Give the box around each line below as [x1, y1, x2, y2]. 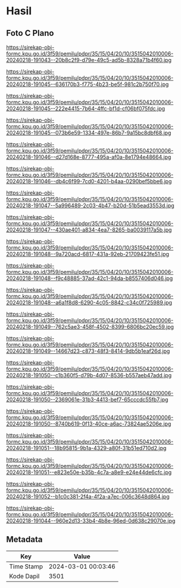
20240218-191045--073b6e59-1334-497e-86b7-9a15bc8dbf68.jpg [6, 130, 171, 136]
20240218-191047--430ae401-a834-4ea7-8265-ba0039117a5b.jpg [6, 226, 172, 233]
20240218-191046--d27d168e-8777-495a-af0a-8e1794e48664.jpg [6, 153, 171, 161]
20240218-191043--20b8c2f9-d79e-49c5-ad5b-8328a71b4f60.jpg [6, 57, 171, 63]
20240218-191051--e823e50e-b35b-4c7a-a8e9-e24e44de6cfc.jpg [6, 469, 172, 476]
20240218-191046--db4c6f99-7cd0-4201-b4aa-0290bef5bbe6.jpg [6, 178, 172, 184]
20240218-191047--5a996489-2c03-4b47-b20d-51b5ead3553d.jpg [6, 202, 174, 209]
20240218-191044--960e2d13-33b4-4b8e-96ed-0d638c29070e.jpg [6, 518, 176, 524]
